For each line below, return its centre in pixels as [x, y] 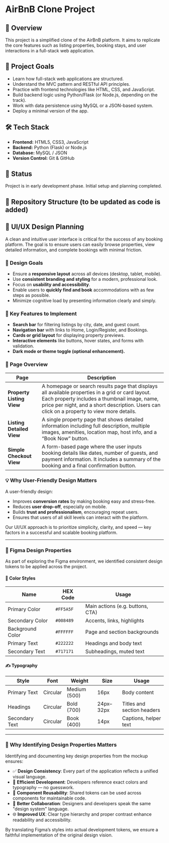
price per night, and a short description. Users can [101, 405]
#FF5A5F [64, 609]
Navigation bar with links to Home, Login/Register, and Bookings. [80, 330]
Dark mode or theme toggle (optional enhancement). [69, 351]
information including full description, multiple [96, 426]
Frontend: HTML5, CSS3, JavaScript [51, 142]
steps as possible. [31, 295]
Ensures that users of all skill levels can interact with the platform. [80, 517]
